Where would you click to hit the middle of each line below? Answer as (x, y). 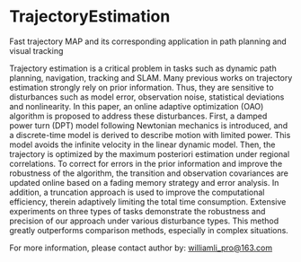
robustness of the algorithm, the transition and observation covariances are (149, 173)
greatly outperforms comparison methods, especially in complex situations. (149, 230)
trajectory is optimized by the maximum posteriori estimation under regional (150, 153)
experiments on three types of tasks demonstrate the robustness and (137, 211)
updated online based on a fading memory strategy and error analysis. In (144, 182)
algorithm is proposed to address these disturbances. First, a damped (138, 116)
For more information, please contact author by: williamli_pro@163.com (141, 248)
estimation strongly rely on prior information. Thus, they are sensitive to (142, 87)
